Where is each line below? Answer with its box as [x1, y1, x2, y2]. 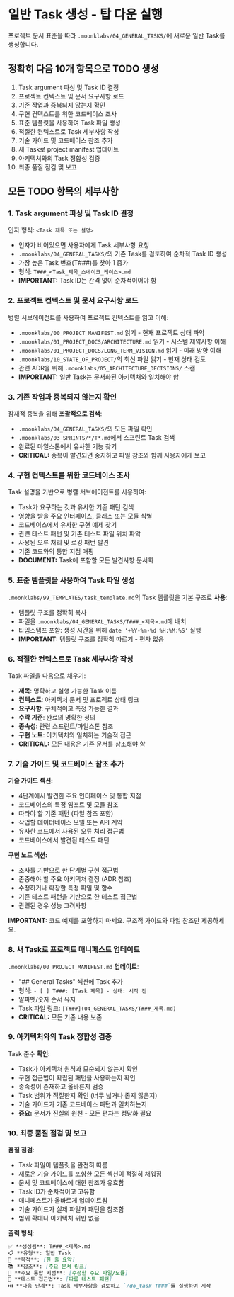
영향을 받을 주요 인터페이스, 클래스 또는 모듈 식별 [18, 511, 153, 521]
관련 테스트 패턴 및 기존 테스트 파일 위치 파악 [18, 529, 141, 538]
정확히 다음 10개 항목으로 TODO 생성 [8, 63, 159, 75]
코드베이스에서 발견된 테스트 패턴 [18, 836, 110, 844]
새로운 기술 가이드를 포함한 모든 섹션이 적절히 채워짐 [18, 1169, 162, 1178]
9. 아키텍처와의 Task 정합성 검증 [8, 1032, 112, 1042]
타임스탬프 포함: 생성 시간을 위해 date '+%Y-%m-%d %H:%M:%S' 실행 [18, 625, 201, 634]
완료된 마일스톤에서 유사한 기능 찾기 [18, 442, 117, 451]
